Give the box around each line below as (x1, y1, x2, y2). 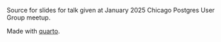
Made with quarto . (6, 27, 60, 35)
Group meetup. (6, 13, 51, 22)
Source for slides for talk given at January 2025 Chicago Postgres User (6, 6, 215, 14)
